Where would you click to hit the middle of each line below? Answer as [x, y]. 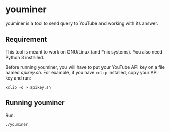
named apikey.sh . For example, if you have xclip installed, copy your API [82, 72]
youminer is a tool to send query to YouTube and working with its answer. [82, 23]
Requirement [26, 39]
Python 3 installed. [25, 57]
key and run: [18, 78]
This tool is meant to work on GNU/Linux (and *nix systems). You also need [84, 51]
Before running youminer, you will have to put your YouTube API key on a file [85, 67]
